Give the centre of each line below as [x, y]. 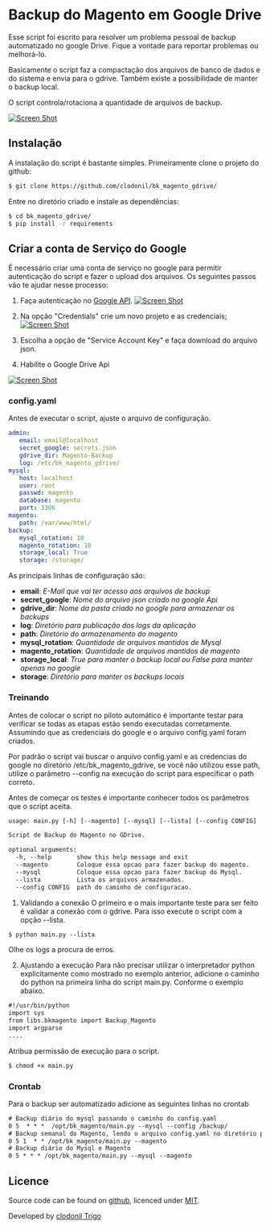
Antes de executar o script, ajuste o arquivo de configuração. [110, 418]
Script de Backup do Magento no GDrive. [77, 835]
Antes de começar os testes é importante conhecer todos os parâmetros [129, 797]
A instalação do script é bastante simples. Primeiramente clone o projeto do [134, 162]
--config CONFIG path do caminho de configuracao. [104, 887]
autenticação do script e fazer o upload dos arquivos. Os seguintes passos [132, 277]
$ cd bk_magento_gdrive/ [50, 216]
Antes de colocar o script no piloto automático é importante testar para [126, 715]
